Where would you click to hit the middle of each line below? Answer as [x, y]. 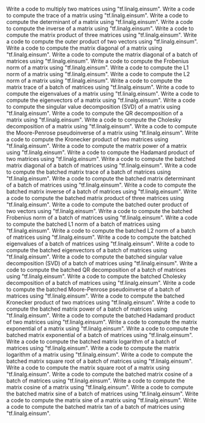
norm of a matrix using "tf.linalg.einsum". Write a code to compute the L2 [98, 74]
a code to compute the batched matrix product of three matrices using [95, 198]
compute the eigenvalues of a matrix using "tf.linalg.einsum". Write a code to [103, 94]
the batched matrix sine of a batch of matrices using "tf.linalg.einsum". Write [102, 394]
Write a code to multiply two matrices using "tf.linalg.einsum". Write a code [101, 9]
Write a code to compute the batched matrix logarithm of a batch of [91, 341]
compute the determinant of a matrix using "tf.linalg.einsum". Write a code [100, 22]
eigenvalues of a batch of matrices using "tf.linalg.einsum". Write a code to [100, 244]
